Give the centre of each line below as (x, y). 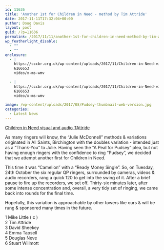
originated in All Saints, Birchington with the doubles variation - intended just (82, 142)
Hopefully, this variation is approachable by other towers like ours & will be (80, 202)
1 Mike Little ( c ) (21, 217)
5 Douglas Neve (21, 238)
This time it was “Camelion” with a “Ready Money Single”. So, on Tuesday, (80, 167)
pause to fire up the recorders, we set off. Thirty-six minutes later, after (76, 183)
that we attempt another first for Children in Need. (55, 158)
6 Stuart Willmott (22, 243)
